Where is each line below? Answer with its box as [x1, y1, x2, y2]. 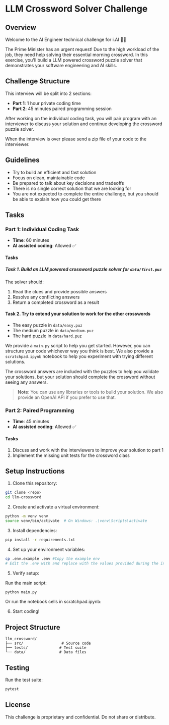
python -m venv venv [5, 513, 49, 519]
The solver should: [5, 279, 44, 285]
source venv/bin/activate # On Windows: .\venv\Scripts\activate [5, 519, 147, 524]
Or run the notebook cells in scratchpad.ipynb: [5, 599, 102, 605]
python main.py [5, 589, 37, 595]
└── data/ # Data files [5, 650, 87, 655]
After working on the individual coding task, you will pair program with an [5, 115, 157, 121]
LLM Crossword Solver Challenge [5, 3, 148, 15]
